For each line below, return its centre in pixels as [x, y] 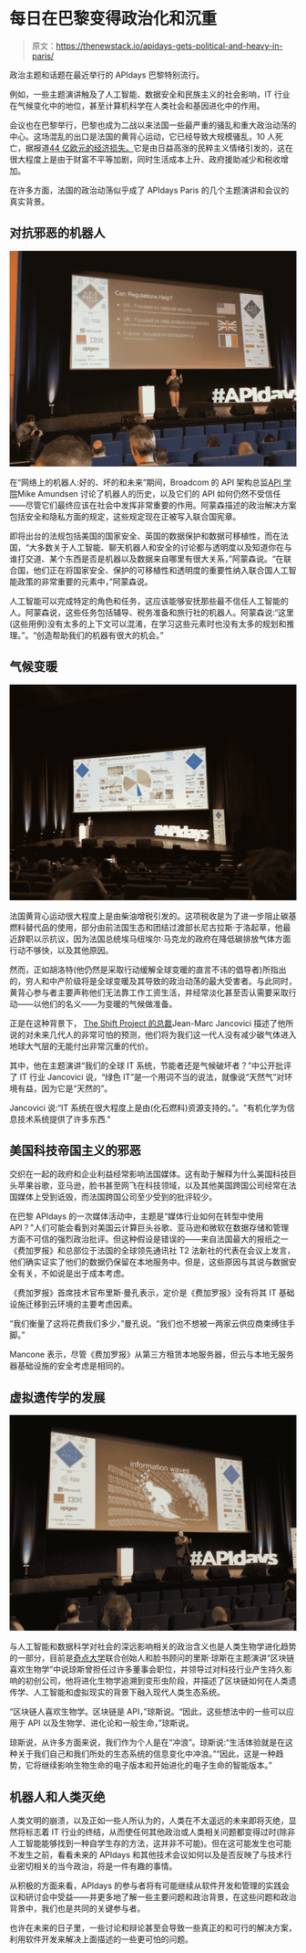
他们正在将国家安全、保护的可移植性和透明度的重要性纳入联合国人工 [161, 570]
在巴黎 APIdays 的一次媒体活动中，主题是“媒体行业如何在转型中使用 [137, 1216]
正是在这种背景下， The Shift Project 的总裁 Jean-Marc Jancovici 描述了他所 [152, 1023]
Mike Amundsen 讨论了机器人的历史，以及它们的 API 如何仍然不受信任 [149, 493]
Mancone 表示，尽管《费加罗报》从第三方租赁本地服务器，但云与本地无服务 [152, 1354]
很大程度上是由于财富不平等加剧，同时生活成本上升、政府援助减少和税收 [145, 159]
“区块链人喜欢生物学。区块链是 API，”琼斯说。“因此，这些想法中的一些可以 [148, 1712]
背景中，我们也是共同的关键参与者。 [77, 1908]
